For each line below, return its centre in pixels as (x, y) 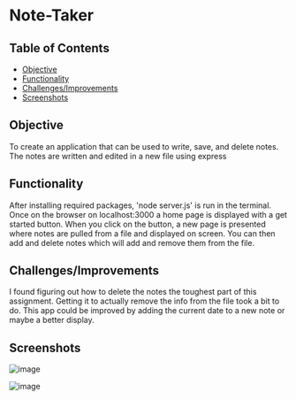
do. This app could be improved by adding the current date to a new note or (147, 311)
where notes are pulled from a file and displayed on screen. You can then (142, 233)
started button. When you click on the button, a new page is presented (138, 224)
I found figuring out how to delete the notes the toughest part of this (133, 292)
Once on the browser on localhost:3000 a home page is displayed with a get (148, 214)
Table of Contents (60, 48)
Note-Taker (52, 15)
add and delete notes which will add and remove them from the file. (132, 242)
